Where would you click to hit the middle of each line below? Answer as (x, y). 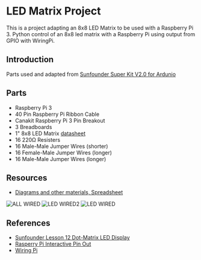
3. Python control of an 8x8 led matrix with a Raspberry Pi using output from (101, 34)
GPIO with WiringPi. (31, 40)
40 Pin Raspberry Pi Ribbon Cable (57, 114)
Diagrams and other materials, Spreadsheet (69, 192)
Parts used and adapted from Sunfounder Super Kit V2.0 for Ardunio (91, 74)
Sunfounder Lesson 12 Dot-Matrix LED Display (73, 238)
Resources (27, 178)
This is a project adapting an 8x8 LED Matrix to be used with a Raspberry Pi (100, 28)
